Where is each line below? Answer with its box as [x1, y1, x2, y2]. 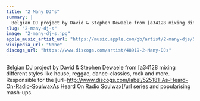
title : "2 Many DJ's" [6, 8, 60, 15]
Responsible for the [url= [6, 76, 67, 83]
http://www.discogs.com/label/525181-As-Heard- [67, 76, 188, 83]
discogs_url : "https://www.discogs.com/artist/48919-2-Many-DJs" [6, 48, 171, 53]
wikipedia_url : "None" [6, 42, 62, 48]
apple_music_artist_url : [6, 36, 68, 42]
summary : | [6, 14, 33, 20]
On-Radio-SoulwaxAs [6, 83, 60, 90]
